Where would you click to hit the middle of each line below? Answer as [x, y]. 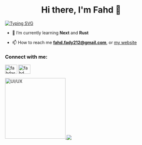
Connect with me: [26, 57]
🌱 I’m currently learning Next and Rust [50, 32]
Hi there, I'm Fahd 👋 [81, 10]
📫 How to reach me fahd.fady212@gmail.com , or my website [74, 42]
